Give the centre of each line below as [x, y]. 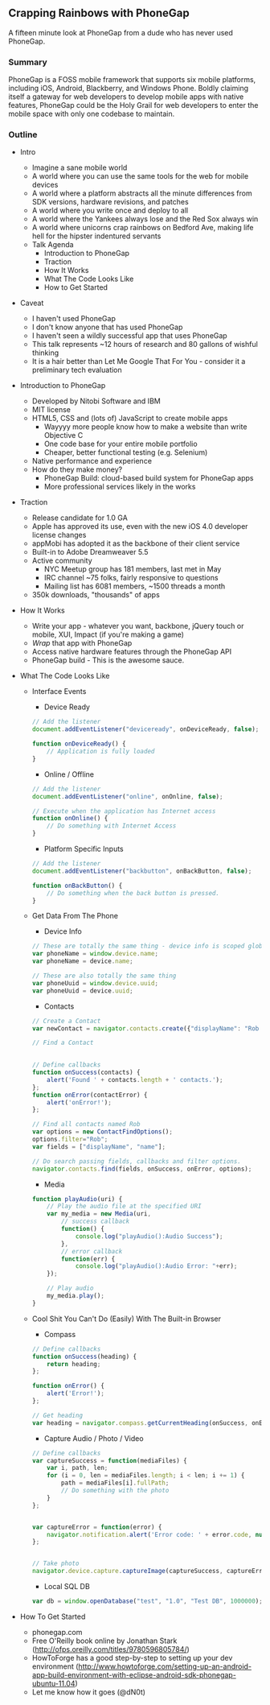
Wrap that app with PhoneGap [82, 643]
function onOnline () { [70, 819]
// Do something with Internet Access [112, 826]
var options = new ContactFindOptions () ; [102, 1132]
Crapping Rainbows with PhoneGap [99, 13]
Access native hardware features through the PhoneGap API [132, 652]
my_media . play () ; [76, 1296]
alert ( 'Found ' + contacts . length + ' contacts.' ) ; [135, 1080]
